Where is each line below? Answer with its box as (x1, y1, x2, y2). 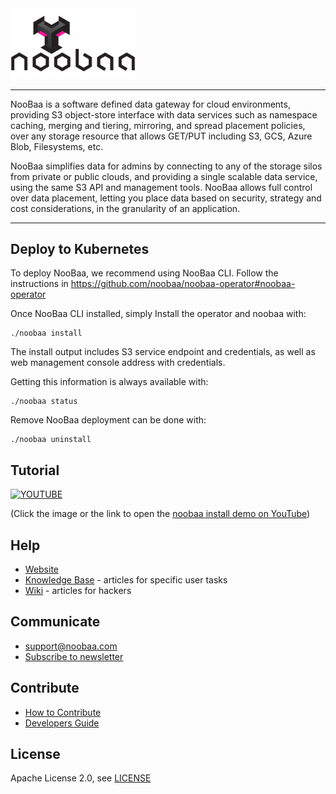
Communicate (10, 613, 101, 631)
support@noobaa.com (24, 640, 118, 652)
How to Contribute (24, 706, 102, 718)
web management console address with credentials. (10, 357, 226, 369)
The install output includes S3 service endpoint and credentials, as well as (10, 346, 316, 358)
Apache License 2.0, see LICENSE (10, 772, 152, 784)
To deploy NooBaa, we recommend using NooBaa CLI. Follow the (10, 267, 279, 279)
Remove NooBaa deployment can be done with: (10, 414, 207, 426)
